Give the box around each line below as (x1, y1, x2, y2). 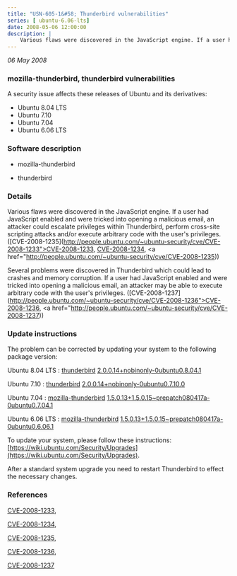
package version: (7, 352, 58, 361)
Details (7, 191, 32, 201)
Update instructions (7, 328, 78, 338)
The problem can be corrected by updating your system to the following (7, 345, 217, 354)
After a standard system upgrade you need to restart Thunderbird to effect (7, 465, 224, 473)
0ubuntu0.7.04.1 (7, 401, 54, 410)
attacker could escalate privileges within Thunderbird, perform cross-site (7, 222, 220, 231)
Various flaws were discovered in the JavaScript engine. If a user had (7, 207, 209, 216)
